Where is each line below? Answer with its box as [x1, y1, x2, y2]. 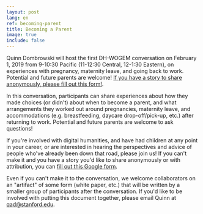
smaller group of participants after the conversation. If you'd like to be [6, 188, 183, 195]
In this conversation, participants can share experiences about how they [6, 93, 188, 99]
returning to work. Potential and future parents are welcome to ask [6, 118, 174, 126]
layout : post [6, 9, 40, 15]
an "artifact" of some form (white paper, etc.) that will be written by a [6, 182, 180, 188]
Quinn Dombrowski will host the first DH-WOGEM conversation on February [6, 55, 197, 61]
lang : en [6, 15, 29, 21]
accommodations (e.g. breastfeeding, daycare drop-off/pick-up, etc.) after [6, 112, 194, 119]
